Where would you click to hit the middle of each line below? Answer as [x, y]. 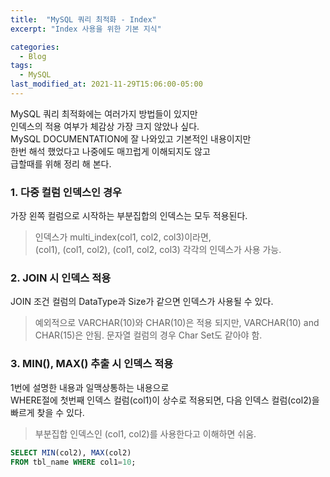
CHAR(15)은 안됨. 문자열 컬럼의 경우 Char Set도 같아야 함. [148, 335]
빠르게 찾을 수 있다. [47, 412]
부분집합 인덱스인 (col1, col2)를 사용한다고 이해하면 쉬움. [145, 433]
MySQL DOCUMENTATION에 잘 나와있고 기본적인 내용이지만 [131, 138]
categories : [35, 47]
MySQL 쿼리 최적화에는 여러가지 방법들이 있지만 [104, 113]
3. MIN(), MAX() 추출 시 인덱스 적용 [92, 364]
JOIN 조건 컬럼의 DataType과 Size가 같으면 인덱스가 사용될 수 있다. [142, 302]
